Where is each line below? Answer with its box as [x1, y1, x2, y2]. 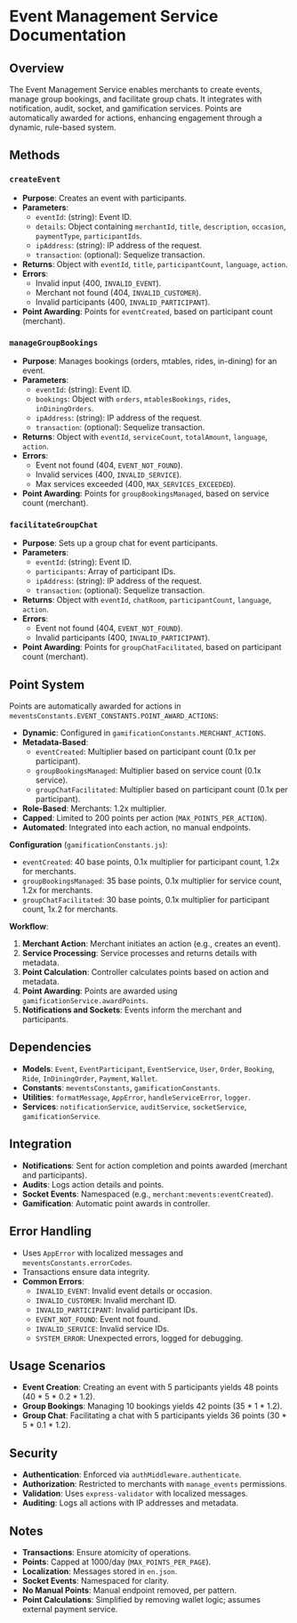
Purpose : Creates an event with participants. [21, 192, 187, 203]
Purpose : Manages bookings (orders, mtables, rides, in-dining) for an [21, 355, 277, 366]
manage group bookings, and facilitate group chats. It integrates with [9, 93, 262, 104]
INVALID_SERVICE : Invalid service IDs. [35, 1323, 170, 1334]
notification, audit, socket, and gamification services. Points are [9, 103, 242, 113]
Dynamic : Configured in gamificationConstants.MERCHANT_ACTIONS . [21, 727, 267, 738]
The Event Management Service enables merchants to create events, [9, 85, 262, 94]
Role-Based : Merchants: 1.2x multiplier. [21, 803, 167, 814]
